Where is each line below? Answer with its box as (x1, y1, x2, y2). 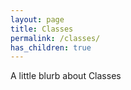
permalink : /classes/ (10, 33, 101, 43)
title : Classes (10, 24, 74, 34)
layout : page (10, 14, 65, 25)
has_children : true (10, 42, 92, 53)
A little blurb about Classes (10, 70, 122, 82)
